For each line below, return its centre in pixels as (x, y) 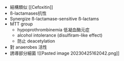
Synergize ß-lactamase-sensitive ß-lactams (54, 19)
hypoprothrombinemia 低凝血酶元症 (53, 30)
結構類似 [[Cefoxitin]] (31, 7)
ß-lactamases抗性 (28, 13)
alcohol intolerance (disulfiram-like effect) (60, 35)
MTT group (21, 24)
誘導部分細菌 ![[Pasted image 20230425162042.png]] (64, 53)
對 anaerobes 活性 (28, 47)
